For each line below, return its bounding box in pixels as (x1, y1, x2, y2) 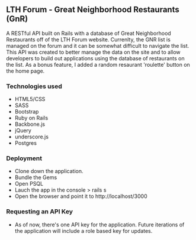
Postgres (14, 140, 37, 147)
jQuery (14, 127, 31, 134)
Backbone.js (14, 121, 46, 128)
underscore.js (14, 133, 49, 141)
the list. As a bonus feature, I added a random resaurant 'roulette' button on (6, 61, 191, 68)
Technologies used (6, 82, 62, 90)
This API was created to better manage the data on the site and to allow (6, 48, 181, 56)
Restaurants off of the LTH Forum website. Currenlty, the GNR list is (6, 35, 171, 43)
